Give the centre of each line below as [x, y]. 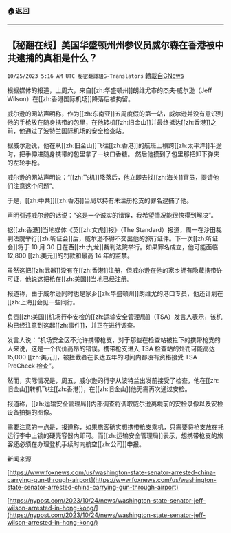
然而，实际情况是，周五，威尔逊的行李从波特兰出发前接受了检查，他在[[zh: [113, 381]
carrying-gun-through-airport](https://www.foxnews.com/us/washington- [112, 480]
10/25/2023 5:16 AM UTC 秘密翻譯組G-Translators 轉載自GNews [96, 76]
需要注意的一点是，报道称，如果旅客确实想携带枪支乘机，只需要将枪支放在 [112, 427]
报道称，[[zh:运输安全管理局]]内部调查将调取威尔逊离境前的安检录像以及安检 [115, 404]
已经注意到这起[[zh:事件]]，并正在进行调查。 [76, 326]
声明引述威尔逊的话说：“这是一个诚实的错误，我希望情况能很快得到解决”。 [112, 216]
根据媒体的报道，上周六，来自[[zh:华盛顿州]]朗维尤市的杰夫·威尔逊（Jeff [110, 90]
